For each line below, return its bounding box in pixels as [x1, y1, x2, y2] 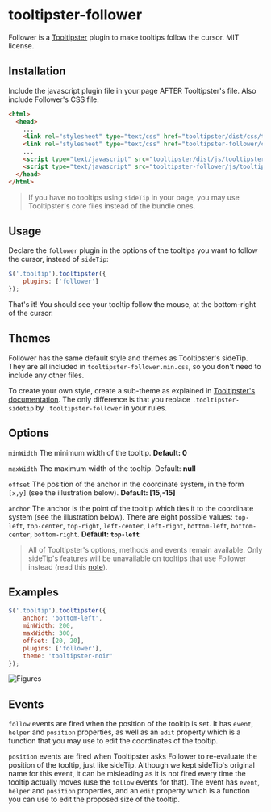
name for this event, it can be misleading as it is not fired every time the [8, 769, 246, 779]
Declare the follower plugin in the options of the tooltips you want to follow [8, 246, 258, 255]
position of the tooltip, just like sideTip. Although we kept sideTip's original [8, 760, 256, 770]
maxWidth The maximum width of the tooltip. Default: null [8, 463, 196, 473]
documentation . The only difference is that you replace [8, 394, 191, 404]
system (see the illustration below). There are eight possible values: [8, 511, 233, 522]
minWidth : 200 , [23, 622, 74, 630]
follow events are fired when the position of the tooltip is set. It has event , [8, 719, 254, 729]
